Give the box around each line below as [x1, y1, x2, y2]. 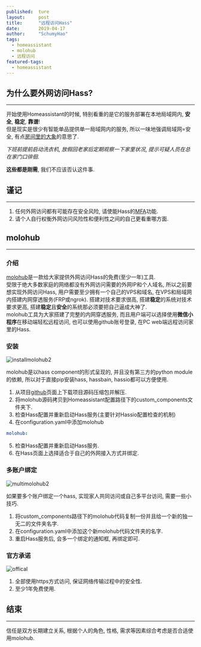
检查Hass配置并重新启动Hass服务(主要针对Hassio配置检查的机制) [14, 411, 176, 419]
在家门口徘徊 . [6, 153, 40, 160]
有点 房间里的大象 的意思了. [14, 133, 80, 141]
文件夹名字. [31, 520, 59, 527]
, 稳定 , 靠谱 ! [11, 118, 40, 126]
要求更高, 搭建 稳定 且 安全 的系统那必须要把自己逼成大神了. [6, 303, 148, 311]
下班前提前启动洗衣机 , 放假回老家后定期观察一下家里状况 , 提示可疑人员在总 [6, 146, 190, 153]
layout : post [6, 14, 50, 20]
